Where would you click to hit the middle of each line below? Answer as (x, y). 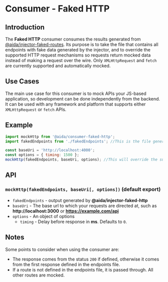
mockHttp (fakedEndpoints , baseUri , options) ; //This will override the (81, 160)
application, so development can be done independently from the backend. (83, 98)
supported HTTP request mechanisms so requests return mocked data (78, 55)
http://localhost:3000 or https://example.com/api (65, 211)
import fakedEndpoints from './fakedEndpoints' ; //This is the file (78, 141)
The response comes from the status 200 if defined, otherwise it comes (86, 259)
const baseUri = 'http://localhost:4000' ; (50, 150)
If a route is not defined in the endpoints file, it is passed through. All (83, 269)
